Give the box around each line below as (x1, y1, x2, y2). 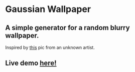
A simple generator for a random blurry (5, 23, 130, 32)
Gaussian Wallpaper (5, 3, 91, 15)
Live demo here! (5, 59, 57, 67)
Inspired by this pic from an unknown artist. (5, 44, 95, 50)
